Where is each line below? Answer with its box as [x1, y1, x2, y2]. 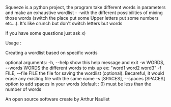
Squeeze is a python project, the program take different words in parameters [5, 5, 166, 10]
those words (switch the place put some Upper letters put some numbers [5, 15, 159, 21]
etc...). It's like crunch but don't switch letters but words [5, 20, 123, 26]
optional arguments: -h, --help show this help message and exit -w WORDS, [5, 60, 165, 65]
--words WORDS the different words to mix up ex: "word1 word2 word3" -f [5, 65, 162, 71]
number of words [5, 86, 42, 92]
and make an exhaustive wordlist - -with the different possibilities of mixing [5, 10, 163, 16]
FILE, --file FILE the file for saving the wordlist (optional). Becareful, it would [5, 70, 164, 76]
